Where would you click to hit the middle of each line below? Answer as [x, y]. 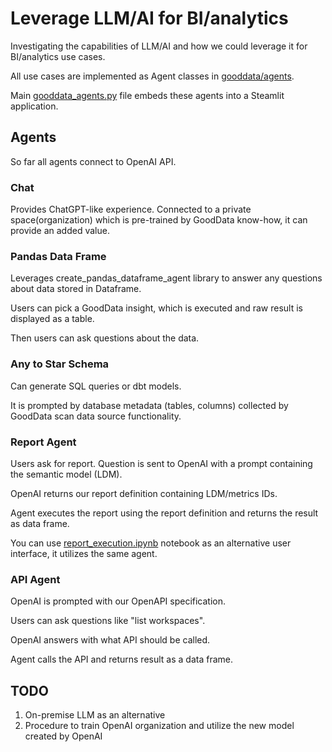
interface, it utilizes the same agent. [84, 553]
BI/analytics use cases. [58, 56]
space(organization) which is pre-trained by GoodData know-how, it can [159, 220]
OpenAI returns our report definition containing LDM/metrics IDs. [144, 493]
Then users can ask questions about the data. [105, 338]
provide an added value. [60, 231]
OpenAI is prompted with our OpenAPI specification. [118, 601]
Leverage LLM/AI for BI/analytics [149, 18]
